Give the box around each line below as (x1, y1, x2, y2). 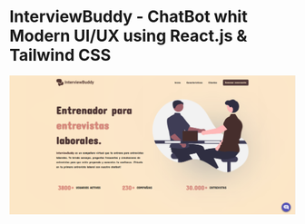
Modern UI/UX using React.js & (9, 25, 248, 46)
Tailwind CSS (9, 45, 112, 65)
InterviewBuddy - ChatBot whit (9, 6, 248, 27)
